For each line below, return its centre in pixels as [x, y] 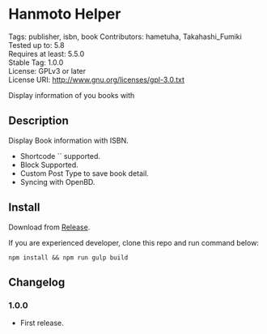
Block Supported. [49, 165]
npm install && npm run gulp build [68, 257]
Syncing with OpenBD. [57, 182]
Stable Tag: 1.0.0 [36, 62]
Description [38, 121]
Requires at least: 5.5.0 [47, 54]
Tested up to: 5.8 [36, 45]
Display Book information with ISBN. [69, 140]
